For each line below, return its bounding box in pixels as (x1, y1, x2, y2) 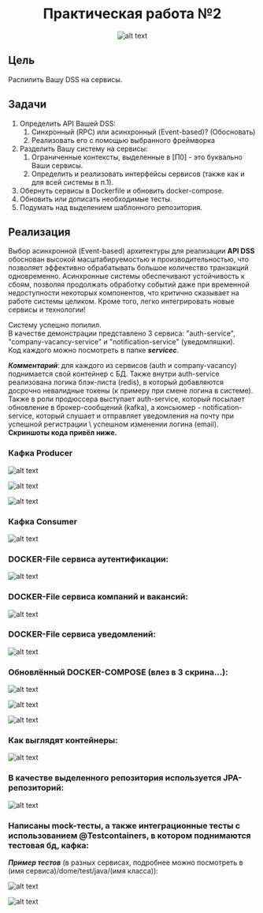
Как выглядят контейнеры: (8, 735, 118, 746)
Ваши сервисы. (31, 160, 83, 170)
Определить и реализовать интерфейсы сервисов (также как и (31, 169, 245, 178)
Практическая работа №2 (43, 5, 222, 23)
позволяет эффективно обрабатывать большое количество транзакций (8, 263, 250, 272)
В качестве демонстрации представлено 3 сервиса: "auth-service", (8, 329, 236, 338)
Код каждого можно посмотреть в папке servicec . (8, 345, 180, 355)
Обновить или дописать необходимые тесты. (19, 194, 172, 204)
